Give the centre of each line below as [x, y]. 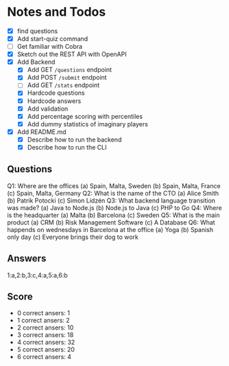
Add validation [48, 108]
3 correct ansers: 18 [45, 335]
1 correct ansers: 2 [43, 321]
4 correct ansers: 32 [46, 342]
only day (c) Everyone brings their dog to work [73, 237]
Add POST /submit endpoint [67, 78]
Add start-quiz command [52, 39]
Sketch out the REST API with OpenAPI [72, 54]
